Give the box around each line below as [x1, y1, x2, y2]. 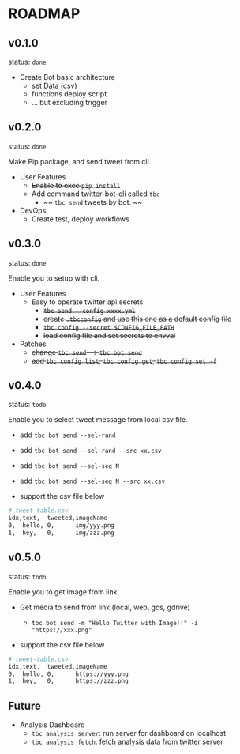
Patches [19, 339, 47, 349]
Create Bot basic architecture [19, 73, 116, 81]
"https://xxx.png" [31, 626, 92, 634]
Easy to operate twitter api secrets [31, 297, 144, 307]
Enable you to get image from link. [8, 586, 120, 597]
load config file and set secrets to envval [43, 330, 176, 340]
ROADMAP [8, 5, 81, 23]
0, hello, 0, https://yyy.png [8, 669, 129, 678]
